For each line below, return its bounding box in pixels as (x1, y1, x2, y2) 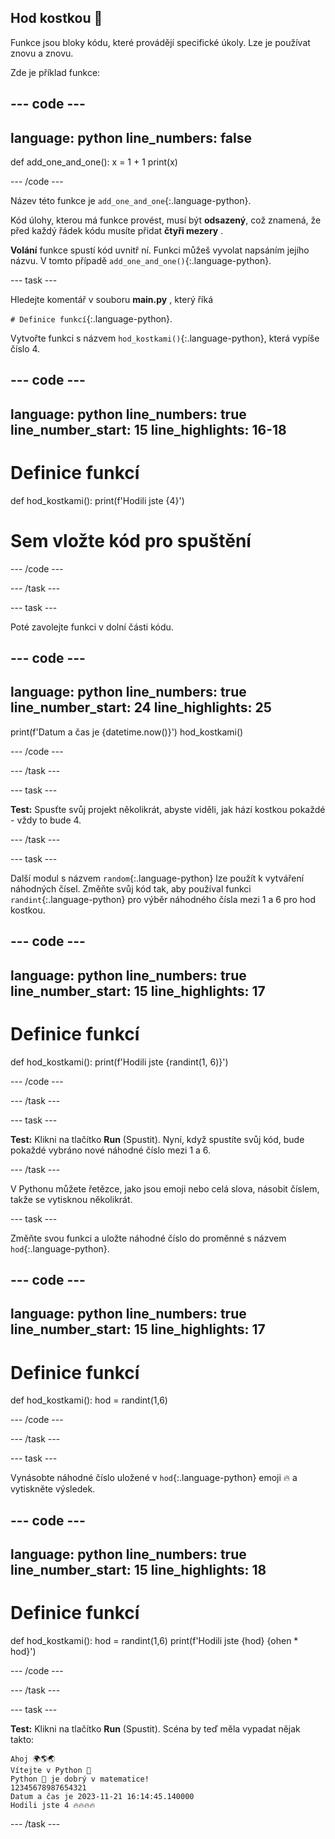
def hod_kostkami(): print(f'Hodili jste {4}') (10, 494, 185, 506)
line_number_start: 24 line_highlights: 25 (10, 699, 272, 716)
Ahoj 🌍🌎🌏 (10, 1754, 56, 1765)
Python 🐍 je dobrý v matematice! (10, 1774, 150, 1785)
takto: (10, 1734, 35, 1746)
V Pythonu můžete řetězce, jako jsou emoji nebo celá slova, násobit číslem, (10, 1182, 320, 1195)
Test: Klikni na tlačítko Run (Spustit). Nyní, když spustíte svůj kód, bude (10, 1133, 305, 1145)
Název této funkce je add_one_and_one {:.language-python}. (10, 195, 252, 207)
